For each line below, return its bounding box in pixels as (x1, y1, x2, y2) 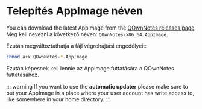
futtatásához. (6, 71, 39, 78)
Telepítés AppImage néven (6, 4, 144, 18)
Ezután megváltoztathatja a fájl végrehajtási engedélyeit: (6, 42, 147, 49)
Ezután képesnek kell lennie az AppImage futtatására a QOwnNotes (6, 64, 174, 72)
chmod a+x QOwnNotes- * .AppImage (6, 54, 87, 60)
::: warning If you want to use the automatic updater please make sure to (6, 83, 189, 90)
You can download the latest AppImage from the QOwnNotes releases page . (6, 24, 196, 31)
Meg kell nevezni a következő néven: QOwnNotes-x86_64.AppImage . (6, 30, 168, 37)
